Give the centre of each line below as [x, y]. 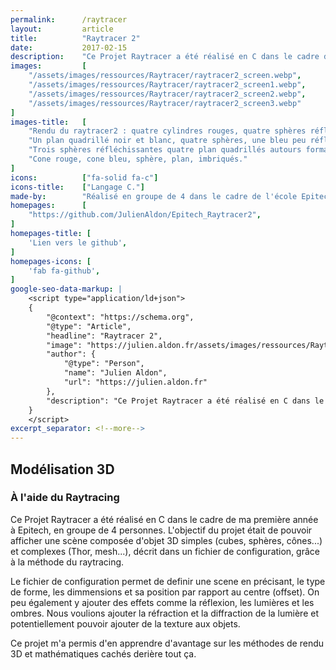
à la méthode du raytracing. [67, 562]
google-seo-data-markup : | [66, 289]
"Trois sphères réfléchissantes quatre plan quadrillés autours [165, 150]
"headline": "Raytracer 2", [104, 336]
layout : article [62, 29]
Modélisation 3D [62, 469]
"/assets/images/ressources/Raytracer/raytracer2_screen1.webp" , [167, 85]
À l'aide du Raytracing [65, 498]
